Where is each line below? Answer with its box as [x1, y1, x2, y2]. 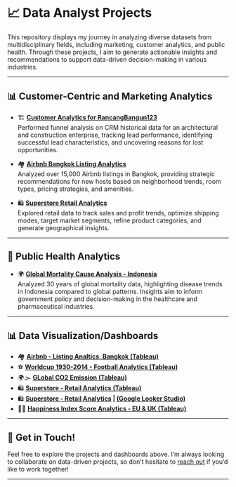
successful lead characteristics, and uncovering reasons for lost [17, 138, 204, 147]
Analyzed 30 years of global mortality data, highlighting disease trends [17, 279, 223, 288]
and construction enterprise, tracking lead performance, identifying [17, 131, 213, 139]
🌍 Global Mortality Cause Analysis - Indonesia [17, 269, 157, 278]
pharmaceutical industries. [17, 302, 95, 310]
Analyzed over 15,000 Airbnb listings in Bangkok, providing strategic [17, 169, 216, 178]
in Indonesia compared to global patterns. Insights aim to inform [17, 287, 203, 295]
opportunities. [17, 145, 58, 154]
